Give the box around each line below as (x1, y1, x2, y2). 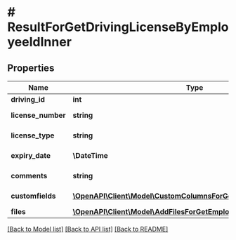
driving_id (11, 95, 46, 104)
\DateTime (72, 151, 109, 160)
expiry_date (11, 151, 51, 160)
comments (11, 171, 48, 180)
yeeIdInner (7, 34, 72, 50)
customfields (11, 191, 56, 201)
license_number (11, 110, 66, 120)
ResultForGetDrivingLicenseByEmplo (7, 19, 229, 35)
